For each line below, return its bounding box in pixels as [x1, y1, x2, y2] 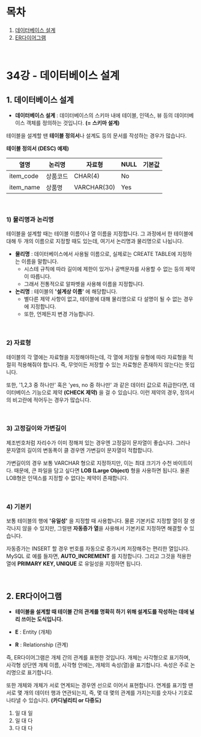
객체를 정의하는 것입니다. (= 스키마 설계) [26, 119, 120, 126]
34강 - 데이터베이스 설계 [6, 69, 120, 83]
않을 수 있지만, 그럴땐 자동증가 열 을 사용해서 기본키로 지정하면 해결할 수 [22, 525, 188, 532]
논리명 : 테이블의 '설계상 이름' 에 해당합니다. [14, 288, 118, 295]
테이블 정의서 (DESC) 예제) [6, 145, 69, 152]
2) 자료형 [6, 339, 31, 347]
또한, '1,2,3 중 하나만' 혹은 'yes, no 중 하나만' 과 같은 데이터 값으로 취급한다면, [6, 381, 189, 388]
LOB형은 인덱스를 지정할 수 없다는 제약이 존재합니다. [6, 474, 129, 481]
